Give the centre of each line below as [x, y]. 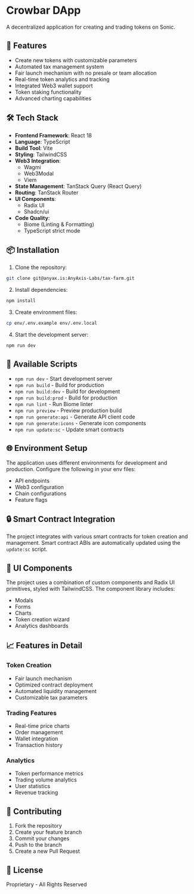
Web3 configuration [39, 487]
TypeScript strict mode [52, 230]
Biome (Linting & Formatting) [59, 224]
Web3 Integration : [38, 161]
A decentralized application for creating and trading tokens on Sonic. [91, 27]
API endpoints [32, 480]
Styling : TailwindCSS [41, 154]
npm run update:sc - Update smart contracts [69, 429]
